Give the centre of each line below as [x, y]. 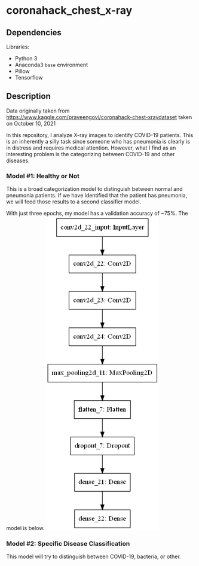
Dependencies [34, 33]
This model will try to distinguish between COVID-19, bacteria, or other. [94, 556]
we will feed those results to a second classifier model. [74, 202]
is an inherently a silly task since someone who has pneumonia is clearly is [98, 141]
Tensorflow [29, 77]
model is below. [25, 528]
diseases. [18, 160]
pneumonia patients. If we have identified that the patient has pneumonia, [97, 196]
